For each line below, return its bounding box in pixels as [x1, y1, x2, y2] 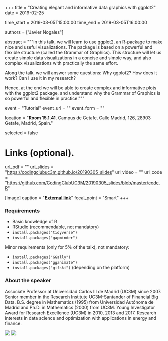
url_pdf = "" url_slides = [5, 164, 54, 170]
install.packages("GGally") [12, 255, 71, 260]
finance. [5, 320, 22, 326]
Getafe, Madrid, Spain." [5, 120, 53, 126]
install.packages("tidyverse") [12, 230, 78, 235]
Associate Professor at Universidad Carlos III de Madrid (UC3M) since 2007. [5, 288, 161, 294]
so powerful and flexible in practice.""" [5, 95, 85, 101]
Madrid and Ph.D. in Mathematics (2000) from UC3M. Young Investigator [5, 304, 155, 310]
